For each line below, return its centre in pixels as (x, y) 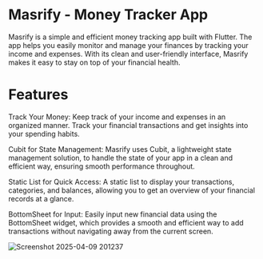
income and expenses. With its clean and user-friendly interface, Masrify (128, 54)
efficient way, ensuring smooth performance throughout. (102, 166)
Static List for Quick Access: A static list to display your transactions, (121, 181)
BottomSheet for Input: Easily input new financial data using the (113, 214)
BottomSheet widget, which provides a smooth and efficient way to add (126, 222)
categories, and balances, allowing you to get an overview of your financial (132, 190)
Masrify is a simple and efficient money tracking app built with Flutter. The (130, 37)
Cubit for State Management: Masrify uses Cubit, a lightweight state (120, 149)
